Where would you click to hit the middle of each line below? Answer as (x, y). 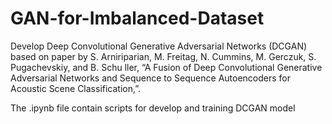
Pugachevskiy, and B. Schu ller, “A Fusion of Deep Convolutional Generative (166, 67)
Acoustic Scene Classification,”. (76, 88)
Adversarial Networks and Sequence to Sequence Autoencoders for (150, 78)
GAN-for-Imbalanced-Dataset (137, 18)
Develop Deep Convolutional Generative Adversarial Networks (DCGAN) (159, 46)
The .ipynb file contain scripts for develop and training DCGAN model (153, 108)
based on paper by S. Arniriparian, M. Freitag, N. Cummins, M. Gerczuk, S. (163, 56)
